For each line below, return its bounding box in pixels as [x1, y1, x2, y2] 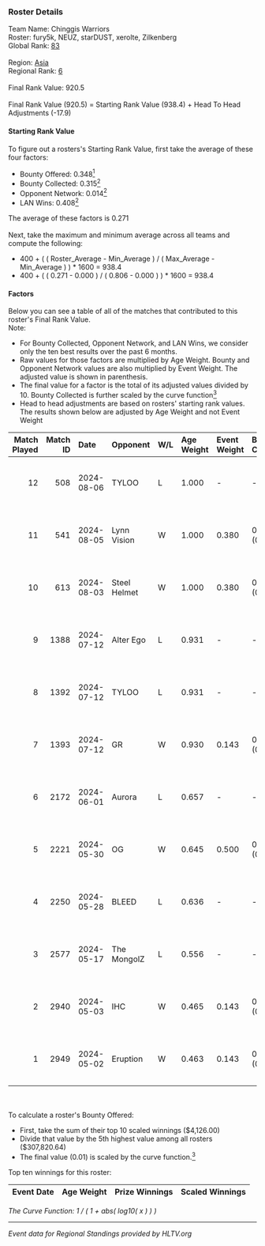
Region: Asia [8, 58, 49, 67]
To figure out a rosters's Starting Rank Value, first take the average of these [8, 144, 254, 153]
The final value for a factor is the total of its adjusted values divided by [19, 380, 248, 390]
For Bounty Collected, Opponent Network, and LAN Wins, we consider [19, 338, 248, 348]
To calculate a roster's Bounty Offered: [8, 1110, 134, 1120]
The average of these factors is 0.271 [8, 213, 129, 223]
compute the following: [8, 239, 83, 248]
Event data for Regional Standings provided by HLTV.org [8, 1229, 192, 1238]
